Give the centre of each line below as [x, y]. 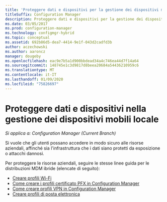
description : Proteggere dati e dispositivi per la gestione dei [74, 19]
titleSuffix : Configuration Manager [43, 14]
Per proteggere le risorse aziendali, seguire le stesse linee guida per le [77, 163]
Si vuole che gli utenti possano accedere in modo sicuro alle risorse [74, 143]
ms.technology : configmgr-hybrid [40, 33]
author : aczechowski [27, 47]
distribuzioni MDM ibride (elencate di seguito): [53, 168]
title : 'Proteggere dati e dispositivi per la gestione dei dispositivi [82, 10]
